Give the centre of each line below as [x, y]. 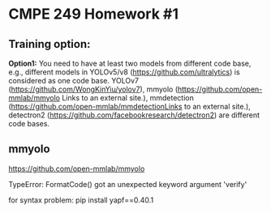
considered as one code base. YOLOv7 [74, 81]
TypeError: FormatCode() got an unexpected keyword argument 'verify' [128, 184]
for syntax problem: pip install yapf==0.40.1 [81, 200]
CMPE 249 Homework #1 [94, 14]
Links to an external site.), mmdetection [128, 98]
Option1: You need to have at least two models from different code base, [130, 63]
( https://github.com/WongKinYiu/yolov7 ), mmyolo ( [93, 89]
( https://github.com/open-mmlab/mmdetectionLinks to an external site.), [130, 106]
